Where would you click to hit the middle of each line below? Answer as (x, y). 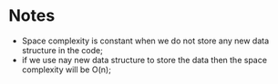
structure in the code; (62, 50)
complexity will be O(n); (66, 70)
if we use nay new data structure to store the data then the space (144, 60)
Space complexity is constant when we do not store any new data (145, 41)
